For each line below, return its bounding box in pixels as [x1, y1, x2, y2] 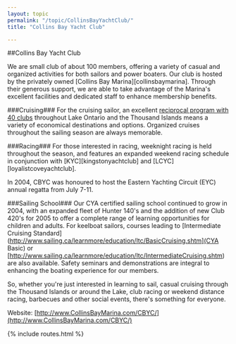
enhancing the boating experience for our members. [7, 267, 159, 275]
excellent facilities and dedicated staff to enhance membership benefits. [7, 92, 217, 101]
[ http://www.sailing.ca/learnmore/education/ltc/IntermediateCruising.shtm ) [7, 251, 225, 260]
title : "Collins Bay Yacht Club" [7, 23, 106, 30]
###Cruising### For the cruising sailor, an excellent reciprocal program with [7, 106, 229, 115]
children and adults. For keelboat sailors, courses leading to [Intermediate [7, 222, 221, 230]
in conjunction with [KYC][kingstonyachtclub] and [7, 157, 151, 165]
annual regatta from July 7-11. [7, 186, 94, 194]
